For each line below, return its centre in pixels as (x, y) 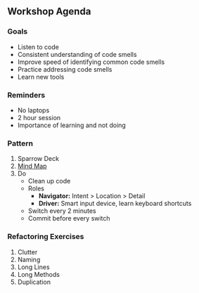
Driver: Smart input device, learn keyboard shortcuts (115, 204)
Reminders (26, 95)
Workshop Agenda (49, 12)
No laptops (33, 110)
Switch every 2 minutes (62, 211)
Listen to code (38, 47)
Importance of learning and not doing (72, 125)
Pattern (20, 143)
